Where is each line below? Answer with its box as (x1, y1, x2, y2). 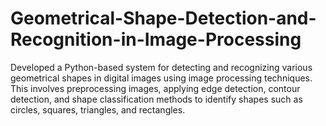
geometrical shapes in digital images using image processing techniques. (10, 72, 313, 84)
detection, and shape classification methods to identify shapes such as (10, 93, 303, 105)
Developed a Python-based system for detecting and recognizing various (10, 61, 313, 73)
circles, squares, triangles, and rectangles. (10, 103, 186, 116)
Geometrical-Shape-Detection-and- (10, 7, 317, 30)
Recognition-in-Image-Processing (10, 28, 302, 51)
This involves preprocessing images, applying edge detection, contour (10, 82, 301, 94)
